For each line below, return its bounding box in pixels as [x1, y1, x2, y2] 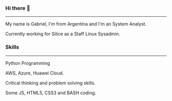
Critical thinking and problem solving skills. [5, 80, 96, 86]
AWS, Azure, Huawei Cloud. [5, 70, 64, 76]
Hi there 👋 [5, 5, 31, 12]
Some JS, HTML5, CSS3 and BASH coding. [5, 89, 96, 96]
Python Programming [5, 60, 50, 66]
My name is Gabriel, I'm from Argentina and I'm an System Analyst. [5, 21, 147, 27]
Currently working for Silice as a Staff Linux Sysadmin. [5, 31, 120, 37]
